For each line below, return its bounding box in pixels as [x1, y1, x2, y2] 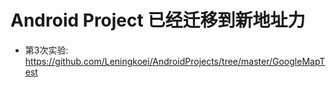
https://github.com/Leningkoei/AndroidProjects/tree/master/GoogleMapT [24, 55, 326, 67]
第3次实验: [24, 44, 69, 56]
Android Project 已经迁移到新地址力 [10, 9, 306, 32]
